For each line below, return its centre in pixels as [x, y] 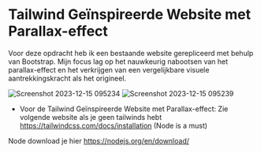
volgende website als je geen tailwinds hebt [91, 117]
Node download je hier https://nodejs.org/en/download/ [99, 140]
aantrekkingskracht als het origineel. [67, 78]
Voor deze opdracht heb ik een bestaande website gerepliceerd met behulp [131, 53]
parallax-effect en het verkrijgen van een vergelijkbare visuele [109, 69]
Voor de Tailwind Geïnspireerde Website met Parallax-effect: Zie [124, 109]
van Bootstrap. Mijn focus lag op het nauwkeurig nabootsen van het [118, 62]
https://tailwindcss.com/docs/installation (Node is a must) [113, 125]
